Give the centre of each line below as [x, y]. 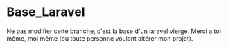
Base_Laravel [46, 12]
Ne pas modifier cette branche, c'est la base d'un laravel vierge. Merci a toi [114, 31]
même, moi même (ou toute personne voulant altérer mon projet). [100, 38]
